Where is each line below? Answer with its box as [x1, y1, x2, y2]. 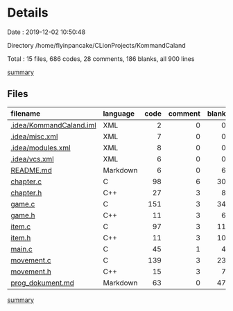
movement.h [10, 267, 52, 276]
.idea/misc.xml [10, 132, 58, 141]
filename [10, 109, 41, 118]
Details [7, 5, 49, 21]
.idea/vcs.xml [10, 154, 54, 163]
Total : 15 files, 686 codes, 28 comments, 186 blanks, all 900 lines [7, 54, 195, 63]
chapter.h [10, 188, 42, 197]
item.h [10, 233, 31, 242]
